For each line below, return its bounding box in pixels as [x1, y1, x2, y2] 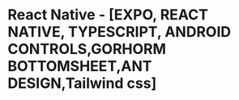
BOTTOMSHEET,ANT [7, 57, 152, 76]
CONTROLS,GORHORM [7, 40, 167, 58]
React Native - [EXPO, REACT [7, 6, 208, 24]
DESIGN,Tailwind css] [7, 74, 157, 93]
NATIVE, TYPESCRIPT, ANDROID [7, 23, 232, 41]
